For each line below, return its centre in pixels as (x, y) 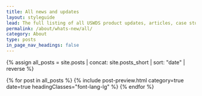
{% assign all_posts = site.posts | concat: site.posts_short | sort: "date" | (96, 62)
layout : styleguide (31, 17)
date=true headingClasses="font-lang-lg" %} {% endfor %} (80, 86)
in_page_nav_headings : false (43, 46)
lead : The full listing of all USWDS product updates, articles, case (96, 23)
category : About (26, 34)
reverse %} (20, 68)
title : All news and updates (43, 12)
